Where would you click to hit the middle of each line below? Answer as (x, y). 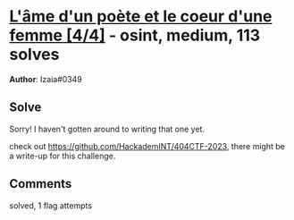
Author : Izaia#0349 (46, 79)
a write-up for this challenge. (63, 156)
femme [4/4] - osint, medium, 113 (135, 35)
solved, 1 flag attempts (50, 205)
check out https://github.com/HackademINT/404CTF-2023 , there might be (147, 146)
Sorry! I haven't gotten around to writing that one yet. (107, 129)
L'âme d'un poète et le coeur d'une (141, 17)
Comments (41, 184)
